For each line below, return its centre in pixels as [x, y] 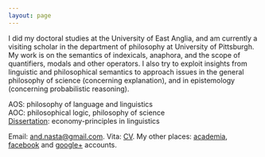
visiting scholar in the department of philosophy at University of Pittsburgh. [131, 46]
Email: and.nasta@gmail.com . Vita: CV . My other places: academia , [118, 136]
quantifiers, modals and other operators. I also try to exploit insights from [128, 63]
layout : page [30, 15]
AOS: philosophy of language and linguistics [81, 104]
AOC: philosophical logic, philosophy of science [87, 113]
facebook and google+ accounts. [63, 144]
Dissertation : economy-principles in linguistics [84, 121]
